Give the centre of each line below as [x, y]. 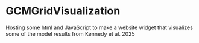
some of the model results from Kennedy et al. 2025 [70, 33]
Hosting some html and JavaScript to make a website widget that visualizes [99, 27]
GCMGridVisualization [63, 11]
